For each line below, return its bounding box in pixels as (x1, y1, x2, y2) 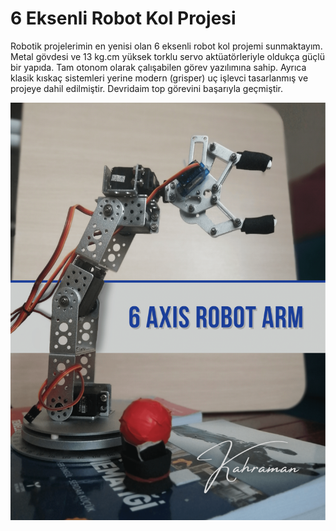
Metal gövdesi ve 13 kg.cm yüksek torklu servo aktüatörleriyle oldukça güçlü (10, 50, 325, 62)
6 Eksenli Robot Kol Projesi (10, 7, 237, 30)
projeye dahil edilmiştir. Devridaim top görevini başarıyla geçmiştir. (10, 82, 284, 94)
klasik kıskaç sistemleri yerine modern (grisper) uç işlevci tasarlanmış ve (10, 72, 309, 84)
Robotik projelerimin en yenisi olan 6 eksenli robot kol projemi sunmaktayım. (10, 40, 323, 52)
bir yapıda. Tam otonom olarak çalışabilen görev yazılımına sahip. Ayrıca (10, 61, 307, 73)
